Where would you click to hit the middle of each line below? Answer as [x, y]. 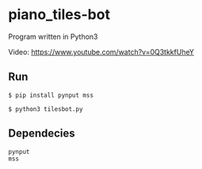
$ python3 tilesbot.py [46, 109]
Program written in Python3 [53, 36]
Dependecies [42, 134]
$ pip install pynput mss [51, 95]
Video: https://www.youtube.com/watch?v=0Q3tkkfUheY [101, 52]
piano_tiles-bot [59, 15]
